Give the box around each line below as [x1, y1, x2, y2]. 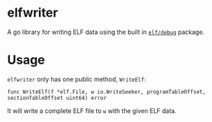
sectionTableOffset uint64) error [7, 94, 107, 101]
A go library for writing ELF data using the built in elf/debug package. [7, 28, 205, 36]
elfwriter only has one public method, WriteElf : [7, 75, 147, 83]
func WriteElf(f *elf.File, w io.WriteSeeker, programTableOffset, [7, 88, 206, 95]
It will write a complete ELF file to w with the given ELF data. [7, 106, 177, 115]
